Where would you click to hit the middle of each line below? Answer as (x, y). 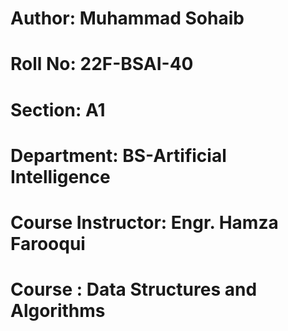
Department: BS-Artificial (118, 155)
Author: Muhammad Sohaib (127, 18)
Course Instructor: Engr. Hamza (144, 222)
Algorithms (58, 311)
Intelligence (60, 176)
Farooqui (48, 243)
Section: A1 (58, 109)
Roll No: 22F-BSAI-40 (102, 64)
